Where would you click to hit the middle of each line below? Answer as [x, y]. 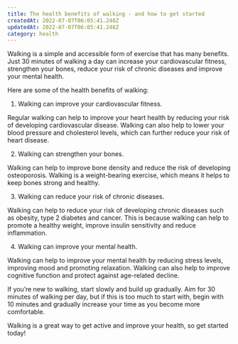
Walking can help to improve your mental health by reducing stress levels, [115, 260]
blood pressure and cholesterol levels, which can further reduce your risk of [119, 133]
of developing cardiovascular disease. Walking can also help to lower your [116, 126]
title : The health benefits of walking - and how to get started [106, 14]
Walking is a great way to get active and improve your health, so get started [118, 326]
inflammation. [27, 233]
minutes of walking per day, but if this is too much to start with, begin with [115, 297]
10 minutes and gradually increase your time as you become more [104, 304]
